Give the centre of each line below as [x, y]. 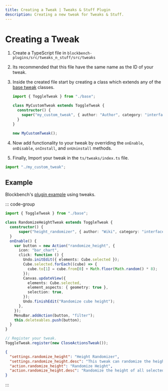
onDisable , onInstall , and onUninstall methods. [62, 148]
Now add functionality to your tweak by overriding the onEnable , [78, 142]
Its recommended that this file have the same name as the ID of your [83, 67]
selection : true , [45, 292]
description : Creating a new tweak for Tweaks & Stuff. [64, 14]
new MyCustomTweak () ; [35, 133]
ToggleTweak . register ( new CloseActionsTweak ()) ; [57, 343]
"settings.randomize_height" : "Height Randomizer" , [65, 356]
